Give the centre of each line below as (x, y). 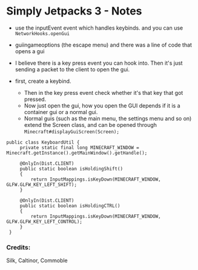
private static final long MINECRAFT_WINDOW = (79, 147)
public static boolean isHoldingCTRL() (70, 206)
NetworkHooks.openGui (42, 34)
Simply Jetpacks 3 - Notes (74, 11)
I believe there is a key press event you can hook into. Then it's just (99, 63)
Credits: (18, 247)
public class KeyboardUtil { (43, 142)
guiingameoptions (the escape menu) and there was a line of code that (104, 45)
